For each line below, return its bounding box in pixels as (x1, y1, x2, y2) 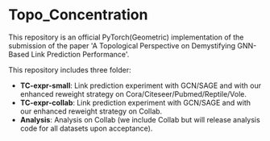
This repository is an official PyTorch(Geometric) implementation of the (8, 32, 244, 42)
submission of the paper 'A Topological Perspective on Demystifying (8, 40, 236, 50)
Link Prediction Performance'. (31, 49, 130, 59)
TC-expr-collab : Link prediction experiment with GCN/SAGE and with (19, 97, 251, 107)
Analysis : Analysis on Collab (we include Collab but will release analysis (19, 114, 260, 124)
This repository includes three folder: (8, 64, 131, 74)
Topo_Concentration (8, 6, 148, 24)
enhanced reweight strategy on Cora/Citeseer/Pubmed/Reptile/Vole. (19, 89, 247, 98)
